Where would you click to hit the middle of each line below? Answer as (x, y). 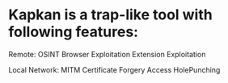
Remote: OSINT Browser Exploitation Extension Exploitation (107, 54)
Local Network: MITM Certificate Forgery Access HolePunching (114, 69)
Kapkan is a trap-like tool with (110, 15)
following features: (74, 32)
